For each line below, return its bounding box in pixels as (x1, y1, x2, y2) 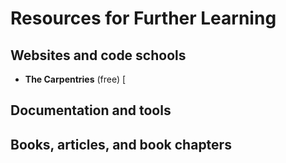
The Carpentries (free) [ (24, 73, 127, 85)
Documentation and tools (10, 102, 172, 119)
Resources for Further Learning (10, 7, 277, 30)
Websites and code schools (10, 47, 187, 64)
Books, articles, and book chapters (10, 136, 232, 153)
